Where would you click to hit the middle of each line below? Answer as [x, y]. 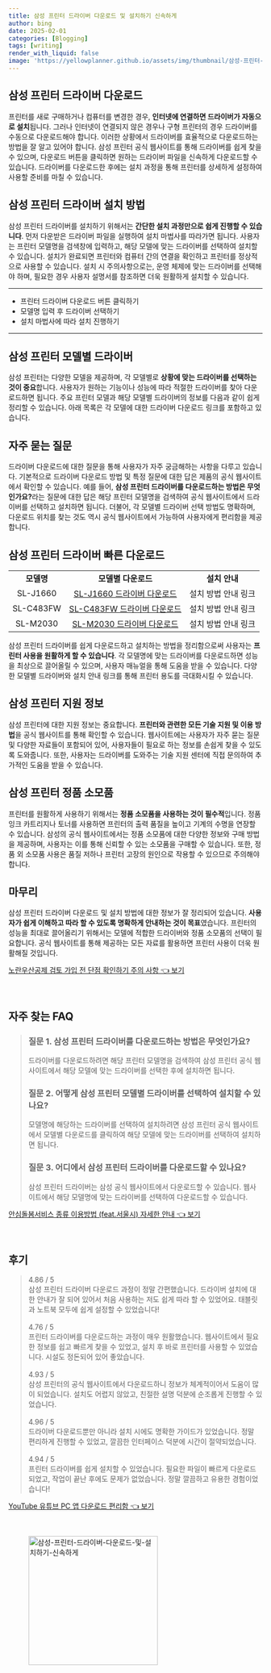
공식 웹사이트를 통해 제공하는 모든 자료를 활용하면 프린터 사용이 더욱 [145, 943]
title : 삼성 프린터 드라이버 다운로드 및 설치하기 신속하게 [93, 16]
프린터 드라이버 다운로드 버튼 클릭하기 [79, 301]
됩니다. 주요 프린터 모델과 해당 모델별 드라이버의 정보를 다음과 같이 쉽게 [148, 398]
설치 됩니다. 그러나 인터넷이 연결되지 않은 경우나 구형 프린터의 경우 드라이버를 [137, 127]
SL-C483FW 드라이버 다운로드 [125, 608]
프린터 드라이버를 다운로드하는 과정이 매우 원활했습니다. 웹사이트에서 [136, 1337]
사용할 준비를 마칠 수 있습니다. [56, 177]
